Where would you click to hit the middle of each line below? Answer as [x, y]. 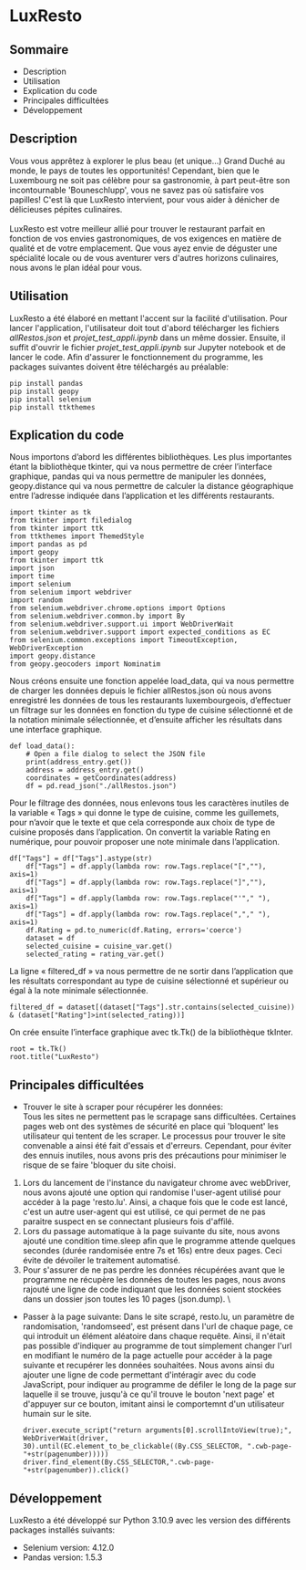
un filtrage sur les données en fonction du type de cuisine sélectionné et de [151, 710]
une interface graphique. [56, 730]
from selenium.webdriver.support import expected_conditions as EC [140, 632]
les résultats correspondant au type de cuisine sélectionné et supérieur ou [149, 981]
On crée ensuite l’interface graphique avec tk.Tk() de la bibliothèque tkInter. [151, 1033]
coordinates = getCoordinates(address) [102, 778]
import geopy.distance [52, 656]
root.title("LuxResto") [55, 1057]
